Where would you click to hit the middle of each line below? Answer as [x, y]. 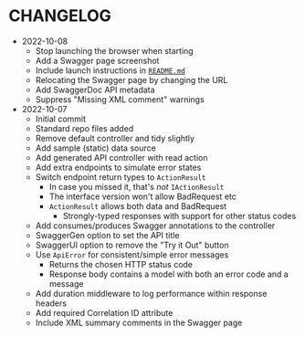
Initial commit [61, 119]
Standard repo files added [84, 128]
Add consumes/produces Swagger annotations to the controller [155, 226]
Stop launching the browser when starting [114, 50]
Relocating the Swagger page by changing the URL [131, 79]
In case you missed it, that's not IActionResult [137, 186]
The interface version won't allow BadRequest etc [142, 196]
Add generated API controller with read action [121, 157]
